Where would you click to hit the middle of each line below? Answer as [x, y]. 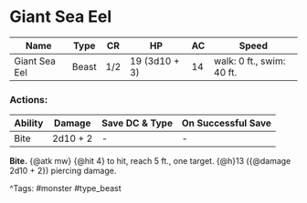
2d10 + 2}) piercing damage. [63, 171]
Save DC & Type [138, 123]
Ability [29, 123]
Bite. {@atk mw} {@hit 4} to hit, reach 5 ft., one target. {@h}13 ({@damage [150, 161]
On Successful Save [227, 123]
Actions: [29, 99]
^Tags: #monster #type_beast [65, 188]
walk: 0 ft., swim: [249, 61]
